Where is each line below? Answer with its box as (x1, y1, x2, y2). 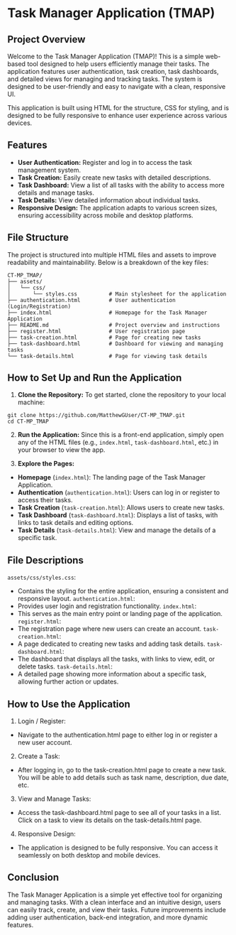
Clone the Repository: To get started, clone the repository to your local (17, 391, 227, 399)
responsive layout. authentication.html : (17, 595, 136, 603)
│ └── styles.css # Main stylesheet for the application (7, 290, 227, 298)
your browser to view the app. (17, 445, 106, 454)
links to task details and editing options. (17, 519, 134, 527)
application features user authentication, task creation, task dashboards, (7, 67, 219, 75)
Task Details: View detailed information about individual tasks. (17, 195, 201, 204)
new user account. (17, 738, 72, 747)
